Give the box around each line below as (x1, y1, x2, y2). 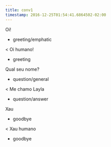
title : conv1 (5, 7, 33, 13)
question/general (12, 76, 49, 82)
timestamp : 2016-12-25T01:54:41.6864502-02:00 (5, 12, 106, 17)
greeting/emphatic (12, 36, 52, 43)
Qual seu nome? (5, 66, 40, 72)
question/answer (12, 96, 49, 102)
